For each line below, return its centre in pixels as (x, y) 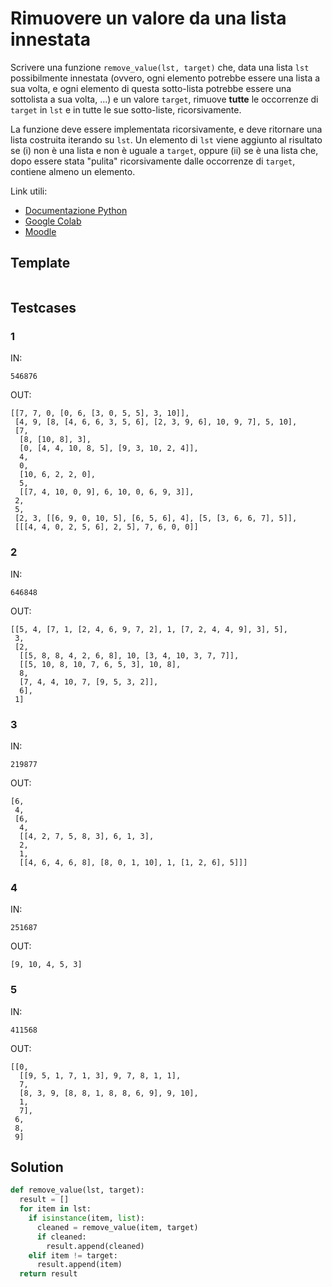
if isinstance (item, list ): (86, 1218)
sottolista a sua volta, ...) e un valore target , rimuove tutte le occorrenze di (164, 99)
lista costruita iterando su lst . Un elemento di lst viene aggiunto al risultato (166, 139)
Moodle (40, 231)
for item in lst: (55, 1209)
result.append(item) (79, 1265)
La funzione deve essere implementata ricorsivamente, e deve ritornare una (166, 129)
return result (48, 1274)
